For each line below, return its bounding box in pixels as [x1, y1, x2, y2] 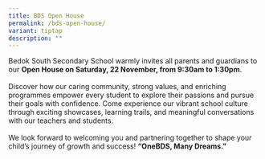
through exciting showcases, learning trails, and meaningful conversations [8, 108, 255, 117]
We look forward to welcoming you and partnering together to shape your [8, 133, 252, 143]
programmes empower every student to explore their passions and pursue [8, 90, 255, 100]
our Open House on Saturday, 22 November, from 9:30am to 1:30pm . [8, 65, 243, 75]
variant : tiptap [8, 26, 63, 35]
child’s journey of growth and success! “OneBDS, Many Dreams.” [8, 141, 227, 151]
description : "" [8, 34, 63, 43]
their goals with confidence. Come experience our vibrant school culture [8, 99, 249, 108]
